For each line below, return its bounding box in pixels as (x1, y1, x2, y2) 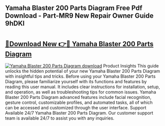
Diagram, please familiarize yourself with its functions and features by (5, 79, 147, 84)
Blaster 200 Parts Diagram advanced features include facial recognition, (5, 94, 152, 100)
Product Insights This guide (103, 63, 159, 68)
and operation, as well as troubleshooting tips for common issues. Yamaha (5, 89, 156, 95)
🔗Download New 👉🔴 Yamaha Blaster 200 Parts (5, 39, 154, 48)
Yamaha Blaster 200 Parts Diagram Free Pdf (5, 4, 143, 12)
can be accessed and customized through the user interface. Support (5, 105, 147, 110)
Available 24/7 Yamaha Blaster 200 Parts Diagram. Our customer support (5, 110, 154, 116)
